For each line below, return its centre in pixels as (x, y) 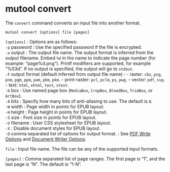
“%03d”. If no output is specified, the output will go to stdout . (70, 69)
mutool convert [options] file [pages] (47, 32)
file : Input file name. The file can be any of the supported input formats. (82, 149)
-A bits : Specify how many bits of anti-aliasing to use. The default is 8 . (79, 101)
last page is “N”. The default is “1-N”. (44, 164)
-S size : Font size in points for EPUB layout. (51, 117)
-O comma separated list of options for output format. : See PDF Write (78, 133)
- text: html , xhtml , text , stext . (37, 85)
